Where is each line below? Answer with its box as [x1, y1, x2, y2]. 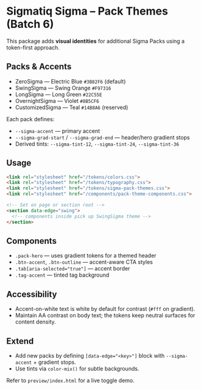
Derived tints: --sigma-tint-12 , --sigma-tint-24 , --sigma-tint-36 [15, 140, 180, 147]
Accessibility [6, 289, 57, 299]
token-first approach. [6, 44, 60, 51]
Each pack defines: [6, 115, 55, 122]
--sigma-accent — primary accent [15, 127, 100, 135]
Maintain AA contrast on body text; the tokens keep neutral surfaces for [15, 312, 196, 319]
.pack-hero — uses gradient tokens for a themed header [15, 252, 157, 260]
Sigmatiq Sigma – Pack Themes [6, 4, 169, 18]
